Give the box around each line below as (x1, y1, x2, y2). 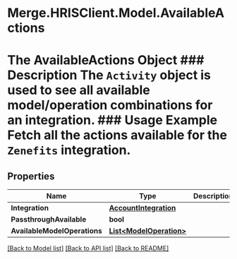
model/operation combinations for (7, 97, 213, 114)
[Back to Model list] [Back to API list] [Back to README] (7, 244, 169, 253)
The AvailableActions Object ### (7, 52, 205, 68)
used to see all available (7, 83, 150, 98)
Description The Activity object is (7, 67, 212, 83)
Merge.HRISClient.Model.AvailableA (7, 5, 224, 21)
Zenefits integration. (7, 143, 131, 158)
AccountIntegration (109, 203, 176, 213)
